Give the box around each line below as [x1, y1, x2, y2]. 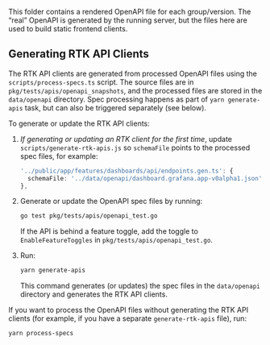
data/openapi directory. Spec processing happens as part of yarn [8, 94, 225, 104]
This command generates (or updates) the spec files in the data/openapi [19, 281, 260, 291]
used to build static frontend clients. [8, 24, 128, 33]
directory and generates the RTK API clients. [19, 289, 168, 299]
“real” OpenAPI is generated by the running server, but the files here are [8, 15, 247, 25]
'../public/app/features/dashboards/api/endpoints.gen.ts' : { [19, 167, 234, 175]
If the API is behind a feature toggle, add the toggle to [19, 227, 199, 236]
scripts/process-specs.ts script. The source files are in [8, 77, 194, 87]
